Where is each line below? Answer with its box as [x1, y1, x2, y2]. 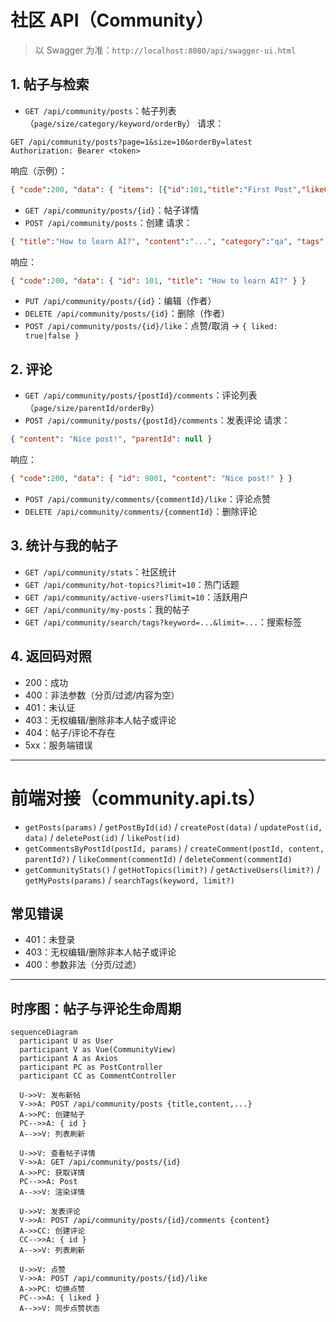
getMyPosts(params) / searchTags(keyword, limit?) [24, 874, 235, 886]
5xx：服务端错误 [24, 739, 93, 751]
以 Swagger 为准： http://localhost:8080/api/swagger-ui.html [34, 44, 297, 56]
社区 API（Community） [10, 9, 214, 32]
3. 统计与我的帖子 [10, 537, 118, 555]
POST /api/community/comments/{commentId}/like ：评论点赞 [24, 492, 271, 505]
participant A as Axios [19, 1054, 118, 1064]
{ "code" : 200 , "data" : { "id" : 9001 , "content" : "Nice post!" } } [10, 474, 293, 484]
